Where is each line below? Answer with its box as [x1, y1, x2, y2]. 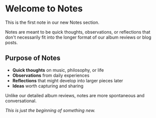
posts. [5, 39, 18, 45]
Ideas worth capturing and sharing [12, 83, 83, 89]
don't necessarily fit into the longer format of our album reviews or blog [5, 34, 152, 40]
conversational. [5, 98, 37, 104]
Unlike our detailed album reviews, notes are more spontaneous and [5, 92, 145, 98]
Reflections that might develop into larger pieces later [12, 77, 123, 83]
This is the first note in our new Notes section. [5, 19, 99, 25]
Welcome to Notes [5, 3, 83, 14]
